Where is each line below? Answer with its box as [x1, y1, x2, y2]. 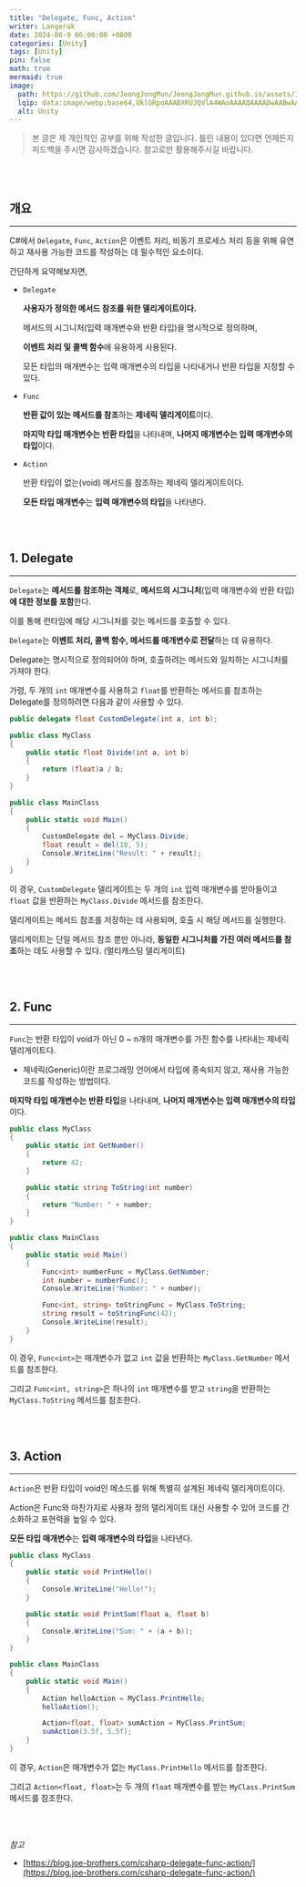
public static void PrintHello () [25, 1568, 153, 1577]
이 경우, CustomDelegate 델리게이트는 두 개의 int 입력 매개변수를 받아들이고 [9, 883, 278, 894]
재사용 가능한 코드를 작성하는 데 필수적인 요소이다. [25, 247, 204, 258]
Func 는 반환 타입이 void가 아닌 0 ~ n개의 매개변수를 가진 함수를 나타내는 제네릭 [9, 1033, 290, 1044]
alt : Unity [17, 107, 59, 116]
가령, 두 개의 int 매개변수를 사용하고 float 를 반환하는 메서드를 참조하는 [9, 684, 263, 695]
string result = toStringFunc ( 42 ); [42, 1309, 178, 1318]
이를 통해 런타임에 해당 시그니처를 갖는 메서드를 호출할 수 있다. [9, 615, 230, 626]
